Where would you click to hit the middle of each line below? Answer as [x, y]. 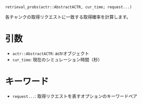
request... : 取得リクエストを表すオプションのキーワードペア [75, 96]
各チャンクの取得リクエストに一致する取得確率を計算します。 [68, 17]
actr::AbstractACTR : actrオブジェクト [51, 53]
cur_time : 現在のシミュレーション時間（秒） [57, 59]
